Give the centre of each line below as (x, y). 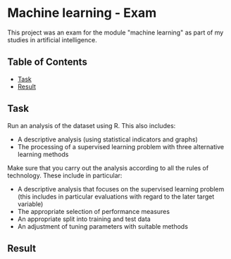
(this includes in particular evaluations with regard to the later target (116, 196)
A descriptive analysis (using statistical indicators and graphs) (108, 139)
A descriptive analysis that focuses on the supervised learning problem (121, 189)
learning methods (43, 154)
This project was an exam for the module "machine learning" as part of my (115, 32)
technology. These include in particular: (65, 175)
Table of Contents (48, 62)
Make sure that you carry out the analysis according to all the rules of (108, 168)
